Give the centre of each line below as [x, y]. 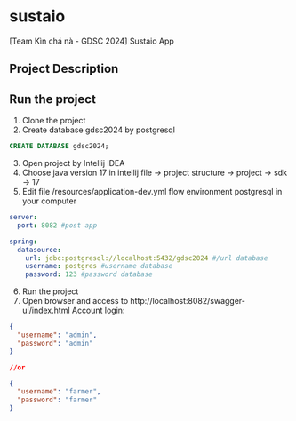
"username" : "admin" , [57, 335]
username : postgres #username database [99, 266]
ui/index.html [46, 310]
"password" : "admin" [55, 343]
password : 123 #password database [89, 274]
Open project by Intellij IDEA [73, 163]
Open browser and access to [75, 301]
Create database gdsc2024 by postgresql [99, 130]
